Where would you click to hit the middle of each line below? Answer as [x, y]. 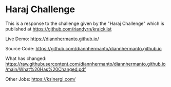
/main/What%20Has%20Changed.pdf [46, 69]
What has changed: [26, 58]
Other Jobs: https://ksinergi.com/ [41, 79]
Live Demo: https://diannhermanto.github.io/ [52, 39]
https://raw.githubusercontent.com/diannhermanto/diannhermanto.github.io [85, 64]
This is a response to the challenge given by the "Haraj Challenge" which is [85, 23]
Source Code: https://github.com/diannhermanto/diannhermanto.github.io [83, 48]
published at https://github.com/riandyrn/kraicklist [59, 28]
